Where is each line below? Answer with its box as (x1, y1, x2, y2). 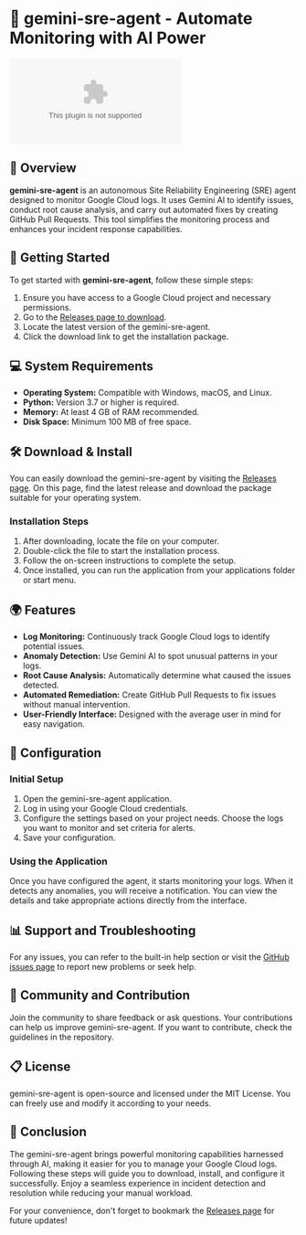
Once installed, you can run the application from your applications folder (22, 565, 296, 576)
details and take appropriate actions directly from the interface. (9, 895, 248, 906)
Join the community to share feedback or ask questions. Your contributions (9, 1012, 293, 1023)
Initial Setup (9, 772, 64, 785)
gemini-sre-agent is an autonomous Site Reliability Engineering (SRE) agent (9, 185, 297, 196)
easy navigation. (22, 719, 85, 729)
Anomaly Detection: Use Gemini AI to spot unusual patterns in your (22, 651, 279, 662)
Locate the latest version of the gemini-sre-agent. (22, 321, 211, 332)
